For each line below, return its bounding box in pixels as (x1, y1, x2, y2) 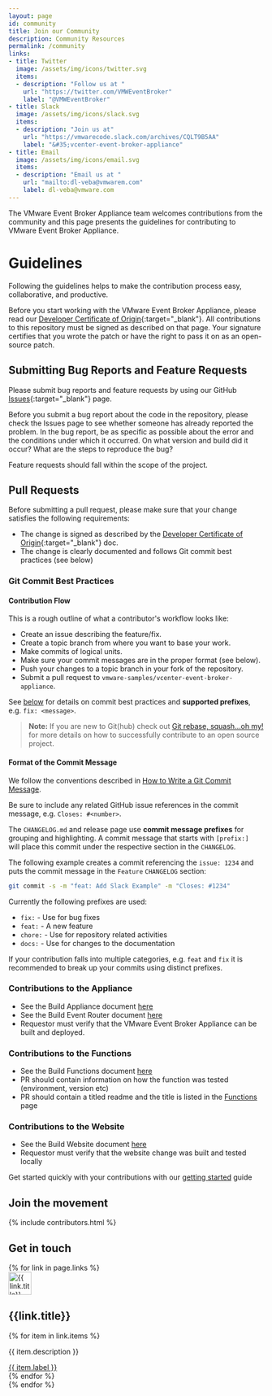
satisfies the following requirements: (8, 513, 130, 523)
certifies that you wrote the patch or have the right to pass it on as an (8, 331, 240, 341)
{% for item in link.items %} (8, 1331, 100, 1341)
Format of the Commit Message (8, 757, 118, 767)
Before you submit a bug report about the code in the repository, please (8, 409, 248, 419)
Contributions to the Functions (8, 1047, 132, 1058)
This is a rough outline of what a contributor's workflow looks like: (8, 613, 229, 623)
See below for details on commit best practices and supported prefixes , (8, 697, 251, 707)
